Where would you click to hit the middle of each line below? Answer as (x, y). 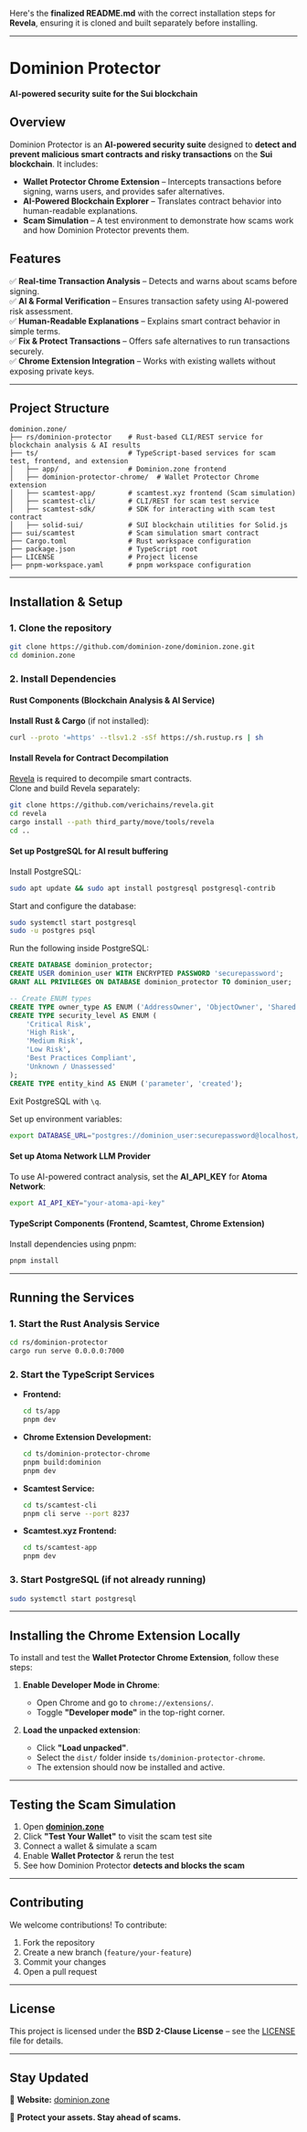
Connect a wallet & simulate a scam (90, 1846)
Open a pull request (60, 1971)
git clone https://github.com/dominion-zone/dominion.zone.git (132, 647)
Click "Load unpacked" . (83, 1748)
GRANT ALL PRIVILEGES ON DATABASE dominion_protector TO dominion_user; (151, 982)
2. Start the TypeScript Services (82, 1374)
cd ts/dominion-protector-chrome (86, 1454)
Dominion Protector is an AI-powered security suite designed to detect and (153, 144)
